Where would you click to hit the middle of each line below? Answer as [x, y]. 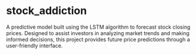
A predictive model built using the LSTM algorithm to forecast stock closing [98, 27]
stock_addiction [47, 11]
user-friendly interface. [35, 46]
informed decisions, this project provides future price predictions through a [98, 39]
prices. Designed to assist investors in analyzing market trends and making [98, 33]
